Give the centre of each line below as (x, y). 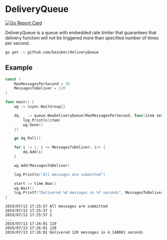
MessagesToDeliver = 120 (40, 88)
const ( (13, 79)
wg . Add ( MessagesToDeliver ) (42, 165)
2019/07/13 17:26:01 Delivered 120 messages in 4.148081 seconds (74, 233)
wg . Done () (33, 125)
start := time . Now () (35, 183)
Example (19, 68)
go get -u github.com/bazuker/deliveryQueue (52, 52)
